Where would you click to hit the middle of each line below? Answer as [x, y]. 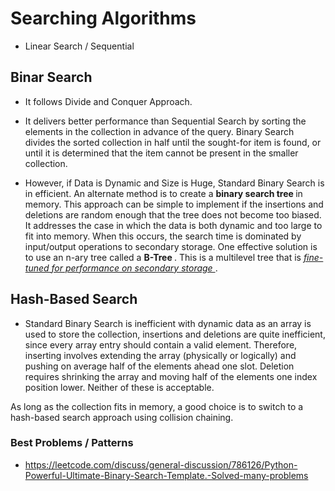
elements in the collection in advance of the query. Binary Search [159, 131]
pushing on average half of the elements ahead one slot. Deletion [159, 366]
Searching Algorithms [103, 18]
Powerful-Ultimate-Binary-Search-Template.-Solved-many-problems [166, 475]
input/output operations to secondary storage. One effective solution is [171, 246]
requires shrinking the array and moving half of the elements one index [171, 376]
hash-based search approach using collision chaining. [122, 417]
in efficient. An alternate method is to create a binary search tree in [163, 193]
